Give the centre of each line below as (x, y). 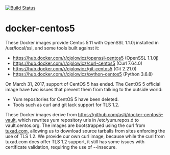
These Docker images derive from (41, 114)
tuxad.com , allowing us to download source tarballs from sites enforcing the (85, 131)
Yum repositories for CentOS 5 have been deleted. (66, 99)
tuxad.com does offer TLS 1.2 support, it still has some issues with (75, 141)
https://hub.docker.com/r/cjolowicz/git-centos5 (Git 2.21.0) (75, 68)
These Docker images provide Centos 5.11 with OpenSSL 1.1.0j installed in (82, 42)
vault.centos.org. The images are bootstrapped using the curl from (75, 125)
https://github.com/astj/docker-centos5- (120, 114)
